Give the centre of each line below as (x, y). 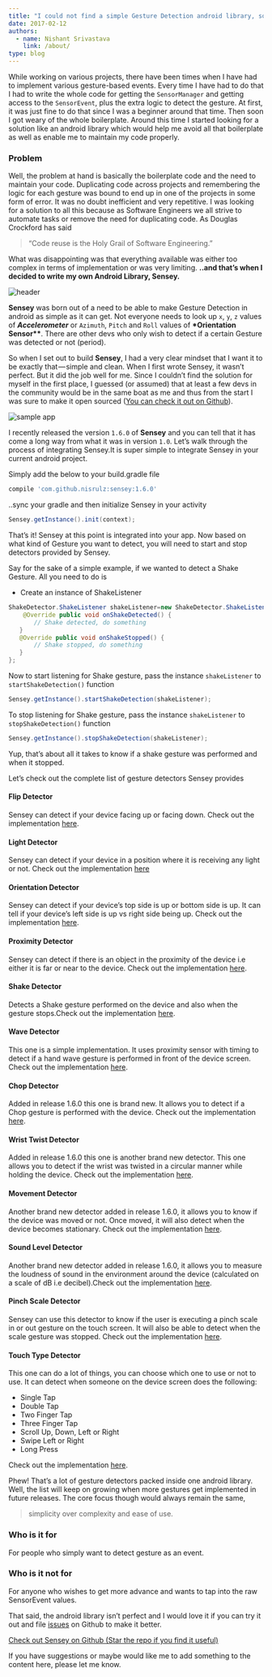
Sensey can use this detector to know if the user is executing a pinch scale (133, 1320)
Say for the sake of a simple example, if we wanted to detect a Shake (123, 568)
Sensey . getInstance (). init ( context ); (72, 520)
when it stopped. (36, 762)
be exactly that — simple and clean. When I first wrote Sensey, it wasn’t (126, 367)
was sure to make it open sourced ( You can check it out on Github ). (121, 401)
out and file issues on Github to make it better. (85, 1624)
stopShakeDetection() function (59, 723)
